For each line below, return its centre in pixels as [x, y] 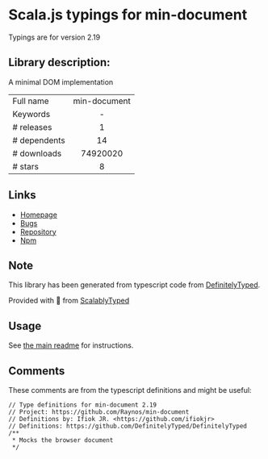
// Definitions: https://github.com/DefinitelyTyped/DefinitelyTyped [128, 426]
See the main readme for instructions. [71, 345]
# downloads [37, 153]
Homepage [39, 215]
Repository [38, 232]
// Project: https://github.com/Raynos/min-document [99, 412]
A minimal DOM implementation [61, 81]
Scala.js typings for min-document [128, 15]
